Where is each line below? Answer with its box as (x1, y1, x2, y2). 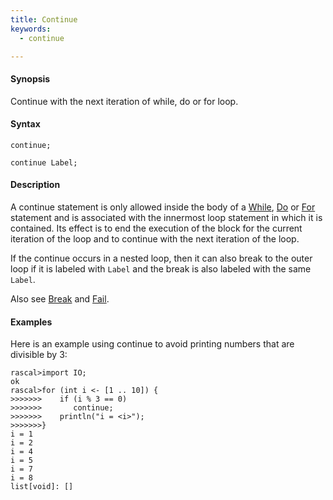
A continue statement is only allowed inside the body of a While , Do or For (10, 201, 316, 213)
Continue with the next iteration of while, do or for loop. (10, 95, 239, 107)
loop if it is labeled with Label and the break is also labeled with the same (10, 262, 312, 275)
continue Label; (10, 157, 78, 168)
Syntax (10, 118, 41, 130)
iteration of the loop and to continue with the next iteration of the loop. (10, 232, 300, 245)
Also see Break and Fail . (10, 292, 110, 305)
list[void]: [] (10, 482, 74, 492)
